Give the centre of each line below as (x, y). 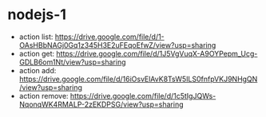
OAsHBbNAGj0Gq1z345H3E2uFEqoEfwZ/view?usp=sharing (117, 45)
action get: (37, 53)
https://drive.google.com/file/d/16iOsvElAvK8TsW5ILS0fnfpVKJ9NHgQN (138, 79)
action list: (36, 37)
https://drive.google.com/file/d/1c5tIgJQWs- (143, 96)
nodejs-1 (37, 15)
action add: (38, 70)
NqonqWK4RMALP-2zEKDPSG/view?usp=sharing (101, 104)
